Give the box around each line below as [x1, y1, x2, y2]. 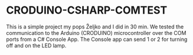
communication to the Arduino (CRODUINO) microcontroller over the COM [6, 29, 187, 36]
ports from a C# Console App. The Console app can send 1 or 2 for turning [6, 35, 188, 43]
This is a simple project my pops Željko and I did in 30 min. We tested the [6, 23, 184, 30]
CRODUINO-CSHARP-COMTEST [6, 4, 168, 17]
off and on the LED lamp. [6, 42, 67, 49]
